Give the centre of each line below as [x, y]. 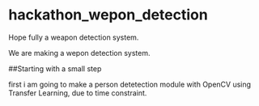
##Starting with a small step [55, 68]
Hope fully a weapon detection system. [74, 37]
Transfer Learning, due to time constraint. [78, 93]
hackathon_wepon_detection [108, 15]
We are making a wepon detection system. [79, 53]
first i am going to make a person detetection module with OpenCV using [130, 84]
